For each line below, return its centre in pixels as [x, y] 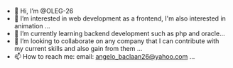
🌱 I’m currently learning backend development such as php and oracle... [119, 33]
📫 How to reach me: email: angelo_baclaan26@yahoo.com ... [104, 56]
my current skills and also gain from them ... [78, 49]
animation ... [32, 26]
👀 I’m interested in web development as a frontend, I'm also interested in [120, 18]
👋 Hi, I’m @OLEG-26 [44, 11]
